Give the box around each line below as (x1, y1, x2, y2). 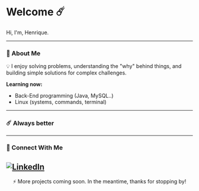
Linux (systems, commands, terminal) (14, 99, 107, 106)
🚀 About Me (6, 49, 41, 57)
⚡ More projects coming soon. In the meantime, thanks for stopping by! (12, 178, 187, 185)
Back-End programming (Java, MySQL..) (14, 92, 114, 99)
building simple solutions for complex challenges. (6, 69, 127, 76)
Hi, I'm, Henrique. (6, 28, 49, 36)
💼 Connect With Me (6, 144, 63, 152)
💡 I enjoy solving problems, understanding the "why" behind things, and (6, 63, 182, 70)
